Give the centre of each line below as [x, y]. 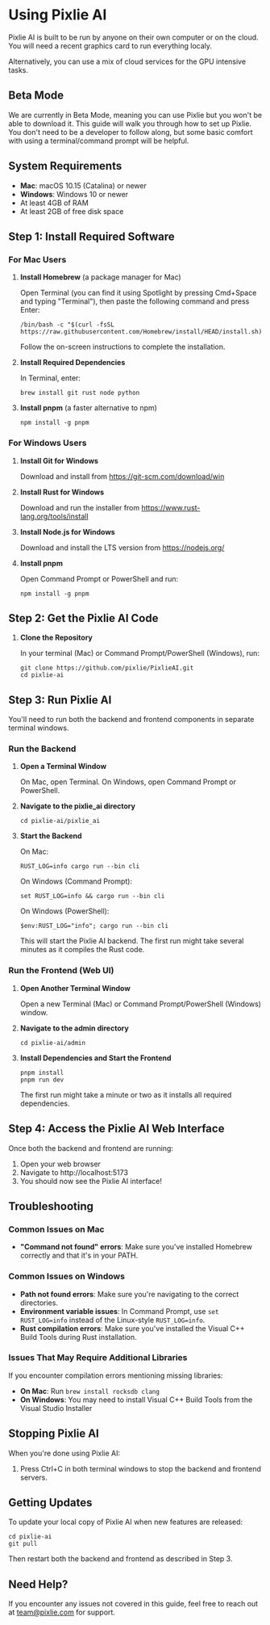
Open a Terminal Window [63, 766]
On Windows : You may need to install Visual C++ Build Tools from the [136, 1400]
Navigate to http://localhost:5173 [74, 1172]
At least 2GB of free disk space [72, 211]
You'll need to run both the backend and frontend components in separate [131, 720]
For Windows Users [48, 443]
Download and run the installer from [80, 507]
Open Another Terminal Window [75, 988]
